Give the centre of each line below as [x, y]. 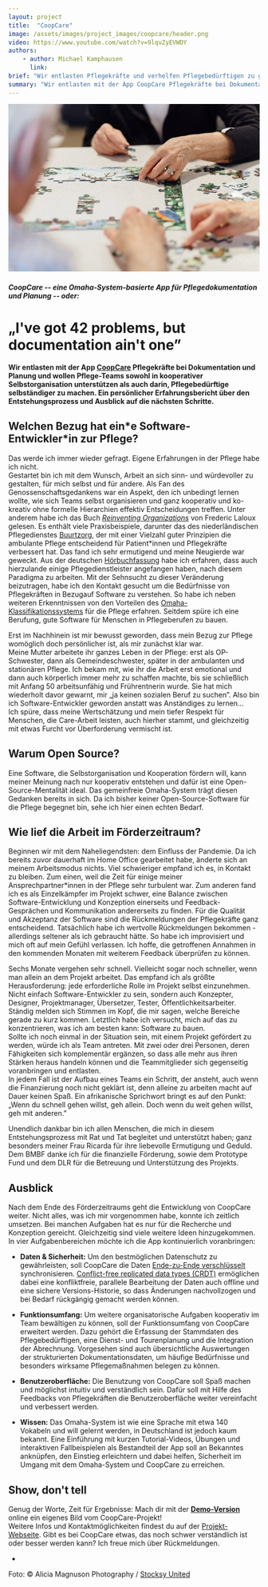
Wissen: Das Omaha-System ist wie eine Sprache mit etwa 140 [124, 1422]
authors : [23, 51]
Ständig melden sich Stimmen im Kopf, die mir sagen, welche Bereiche [124, 1011]
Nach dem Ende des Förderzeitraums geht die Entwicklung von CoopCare [130, 1207]
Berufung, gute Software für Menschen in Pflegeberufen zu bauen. [118, 619]
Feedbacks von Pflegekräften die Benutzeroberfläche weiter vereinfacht [138, 1398]
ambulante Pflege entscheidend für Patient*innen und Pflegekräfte [118, 543]
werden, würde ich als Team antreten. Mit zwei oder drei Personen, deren [129, 1045]
